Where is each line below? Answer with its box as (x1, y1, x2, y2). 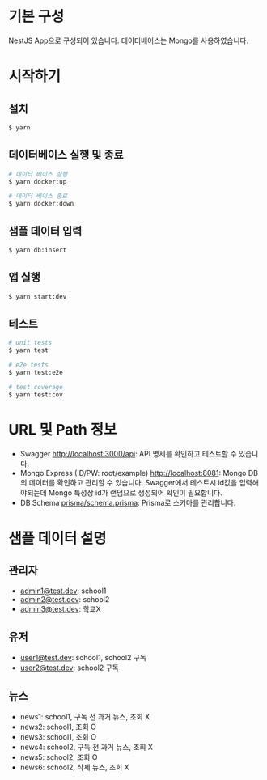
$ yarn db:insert (8, 246, 67, 254)
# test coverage (8, 383, 63, 391)
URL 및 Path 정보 (8, 420, 117, 439)
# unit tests (8, 339, 53, 347)
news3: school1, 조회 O (19, 732, 97, 742)
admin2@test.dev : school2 (19, 594, 110, 604)
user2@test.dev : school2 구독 (19, 663, 119, 672)
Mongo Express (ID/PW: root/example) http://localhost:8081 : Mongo (19, 468, 247, 477)
